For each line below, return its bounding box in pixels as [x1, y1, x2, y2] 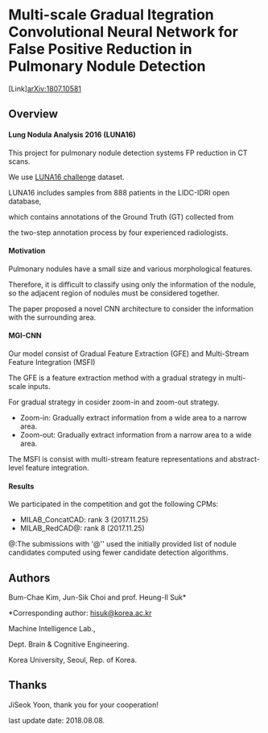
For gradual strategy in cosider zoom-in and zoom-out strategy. [8, 397, 220, 407]
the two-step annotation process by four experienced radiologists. [8, 228, 229, 237]
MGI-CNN [8, 331, 42, 341]
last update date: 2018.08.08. [8, 715, 105, 725]
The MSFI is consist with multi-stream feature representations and [8, 454, 228, 463]
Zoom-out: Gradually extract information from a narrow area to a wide [19, 429, 252, 439]
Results [8, 481, 35, 491]
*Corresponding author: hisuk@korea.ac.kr [8, 608, 152, 618]
